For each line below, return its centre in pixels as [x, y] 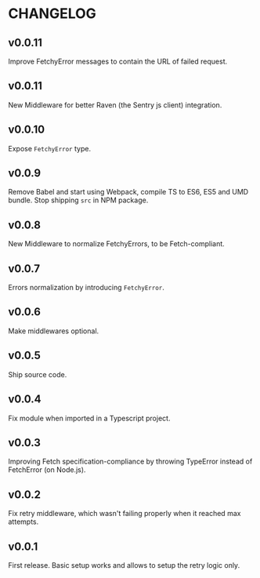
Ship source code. [38, 374]
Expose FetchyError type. [50, 148]
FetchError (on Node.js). [47, 470]
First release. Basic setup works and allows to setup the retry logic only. [124, 565]
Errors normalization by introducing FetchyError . [86, 288]
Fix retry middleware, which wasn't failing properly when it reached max [125, 514]
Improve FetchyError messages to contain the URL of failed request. [118, 61]
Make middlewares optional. [54, 331]
